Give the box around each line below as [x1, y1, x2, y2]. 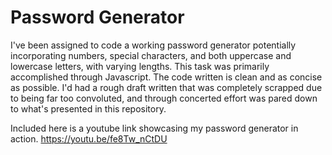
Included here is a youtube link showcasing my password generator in [10, 122, 299, 134]
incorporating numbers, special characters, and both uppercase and [10, 49, 292, 61]
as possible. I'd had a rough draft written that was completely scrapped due [10, 81, 323, 93]
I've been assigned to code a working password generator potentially [10, 39, 297, 51]
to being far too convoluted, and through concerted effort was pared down [10, 92, 318, 104]
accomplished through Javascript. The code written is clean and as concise [10, 71, 323, 83]
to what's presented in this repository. [10, 102, 167, 115]
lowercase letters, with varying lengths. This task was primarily [10, 60, 270, 72]
